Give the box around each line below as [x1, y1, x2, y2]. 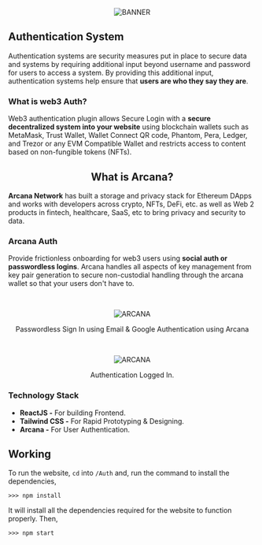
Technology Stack [8, 390, 79, 401]
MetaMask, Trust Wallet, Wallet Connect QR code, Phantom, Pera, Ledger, [8, 131, 248, 140]
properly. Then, [8, 514, 58, 524]
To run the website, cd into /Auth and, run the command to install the [8, 469, 230, 478]
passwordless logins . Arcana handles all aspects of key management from [8, 262, 252, 272]
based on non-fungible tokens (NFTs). [8, 147, 132, 157]
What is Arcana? [90, 170, 174, 184]
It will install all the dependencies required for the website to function [8, 506, 232, 515]
